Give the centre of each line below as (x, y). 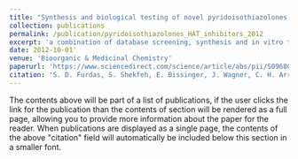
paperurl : (27, 67)
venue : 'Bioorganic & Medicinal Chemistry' (91, 58)
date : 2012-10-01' (43, 50)
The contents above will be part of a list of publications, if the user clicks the (149, 100)
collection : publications (57, 26)
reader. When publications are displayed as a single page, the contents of (144, 128)
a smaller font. (35, 147)
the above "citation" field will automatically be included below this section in (148, 137)
